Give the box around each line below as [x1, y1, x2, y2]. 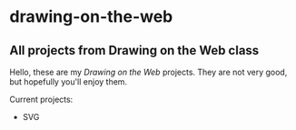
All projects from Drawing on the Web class [9, 43, 260, 58]
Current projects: [9, 94, 74, 105]
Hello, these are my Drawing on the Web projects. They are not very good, [9, 66, 288, 77]
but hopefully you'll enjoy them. [9, 76, 128, 87]
